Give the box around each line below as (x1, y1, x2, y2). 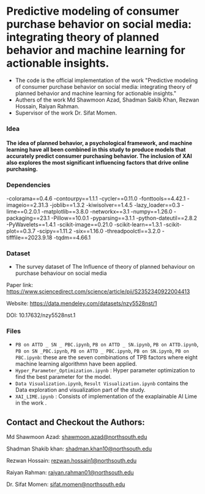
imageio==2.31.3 (6, 201, 49, 209)
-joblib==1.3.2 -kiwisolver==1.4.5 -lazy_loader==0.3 (50, 201, 181, 209)
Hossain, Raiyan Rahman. (15, 102, 80, 110)
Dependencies (6, 181, 51, 189)
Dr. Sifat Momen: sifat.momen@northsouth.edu (6, 481, 125, 488)
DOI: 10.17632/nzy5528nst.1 (6, 312, 76, 319)
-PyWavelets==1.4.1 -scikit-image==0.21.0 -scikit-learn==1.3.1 (6, 220, 162, 228)
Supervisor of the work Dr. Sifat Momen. (15, 109, 117, 116)
